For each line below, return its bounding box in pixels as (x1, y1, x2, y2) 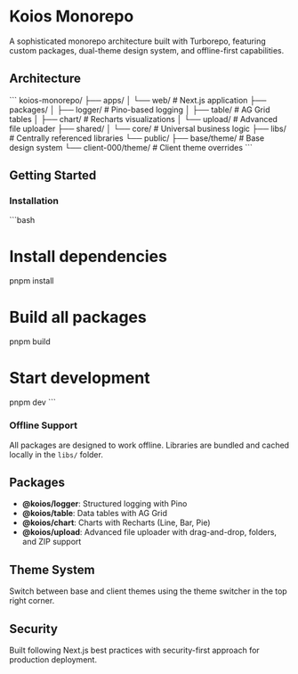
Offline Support (9, 419, 78, 432)
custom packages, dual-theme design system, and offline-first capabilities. (9, 45, 285, 55)
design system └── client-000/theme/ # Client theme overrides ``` (9, 142, 254, 152)
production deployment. (9, 653, 98, 665)
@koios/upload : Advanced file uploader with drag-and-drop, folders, (21, 527, 278, 538)
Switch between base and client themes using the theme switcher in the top (9, 586, 287, 596)
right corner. (9, 596, 55, 606)
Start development (9, 367, 150, 388)
